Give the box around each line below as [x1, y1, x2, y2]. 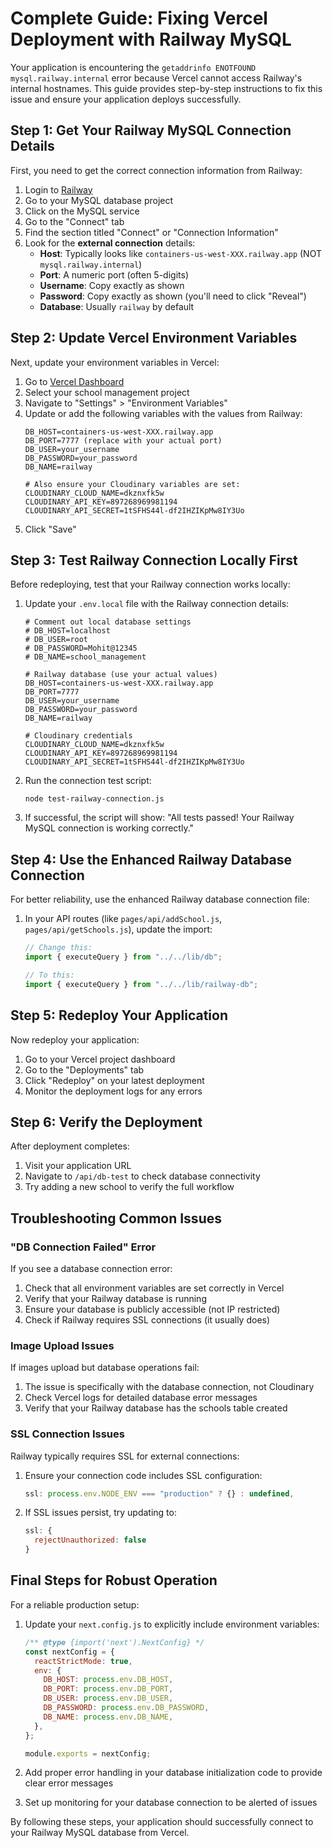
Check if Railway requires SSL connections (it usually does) [24, 1314, 271, 1326]
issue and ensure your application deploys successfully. [10, 93, 242, 105]
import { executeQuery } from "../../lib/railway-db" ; [24, 979, 259, 989]
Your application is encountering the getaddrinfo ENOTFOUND [10, 61, 257, 73]
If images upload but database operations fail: [10, 1362, 200, 1374]
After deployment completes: [10, 1140, 130, 1152]
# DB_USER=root [24, 635, 89, 645]
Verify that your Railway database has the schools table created [24, 1402, 288, 1414]
